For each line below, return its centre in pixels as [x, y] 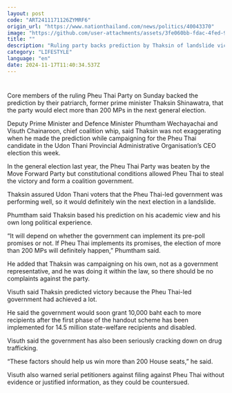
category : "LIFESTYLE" [40, 52]
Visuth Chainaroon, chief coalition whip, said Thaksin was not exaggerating [114, 131]
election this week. [34, 153]
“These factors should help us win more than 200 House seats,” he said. [110, 361]
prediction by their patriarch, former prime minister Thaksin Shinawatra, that [115, 103]
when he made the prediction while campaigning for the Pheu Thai [102, 138]
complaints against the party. [48, 278]
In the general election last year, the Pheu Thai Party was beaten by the [109, 166]
